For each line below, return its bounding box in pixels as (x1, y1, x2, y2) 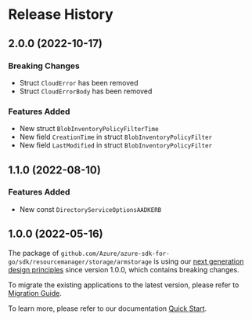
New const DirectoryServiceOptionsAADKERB (19, 204, 162, 213)
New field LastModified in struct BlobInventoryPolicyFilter (19, 140, 213, 150)
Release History (8, 5, 113, 24)
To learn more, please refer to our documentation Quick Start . (8, 304, 207, 313)
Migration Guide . (8, 288, 63, 297)
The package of (8, 248, 59, 257)
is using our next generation (153, 257, 244, 266)
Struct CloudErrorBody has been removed (19, 86, 153, 96)
